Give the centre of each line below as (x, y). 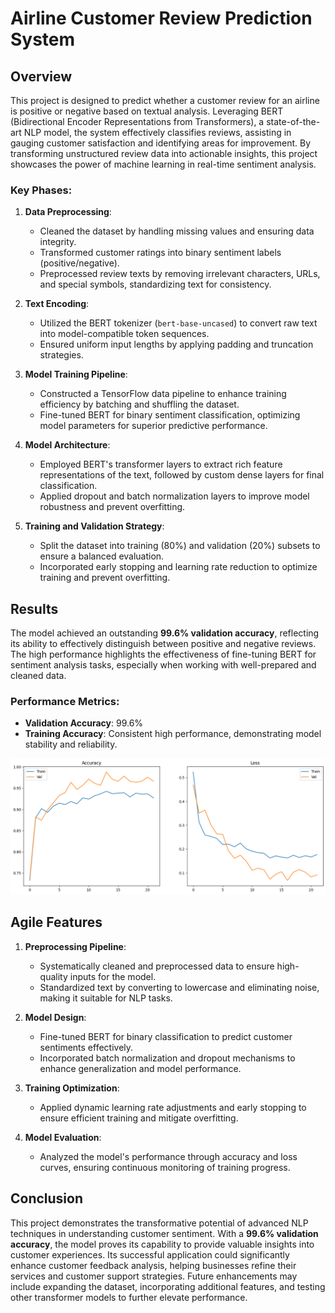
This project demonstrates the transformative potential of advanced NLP (159, 1223)
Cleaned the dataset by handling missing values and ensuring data (177, 231)
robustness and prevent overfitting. (112, 507)
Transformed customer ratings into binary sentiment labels (160, 253)
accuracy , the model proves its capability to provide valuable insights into (162, 1244)
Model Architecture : (67, 445)
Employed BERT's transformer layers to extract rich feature (161, 464)
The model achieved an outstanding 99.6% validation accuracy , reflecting (165, 633)
